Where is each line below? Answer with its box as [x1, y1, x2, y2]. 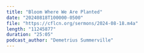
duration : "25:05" [6, 32, 53, 38]
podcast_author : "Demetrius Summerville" [6, 37, 114, 43]
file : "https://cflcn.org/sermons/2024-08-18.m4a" [6, 20, 138, 26]
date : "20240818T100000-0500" [6, 15, 84, 21]
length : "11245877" [6, 26, 56, 32]
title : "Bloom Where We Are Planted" [6, 9, 103, 15]
